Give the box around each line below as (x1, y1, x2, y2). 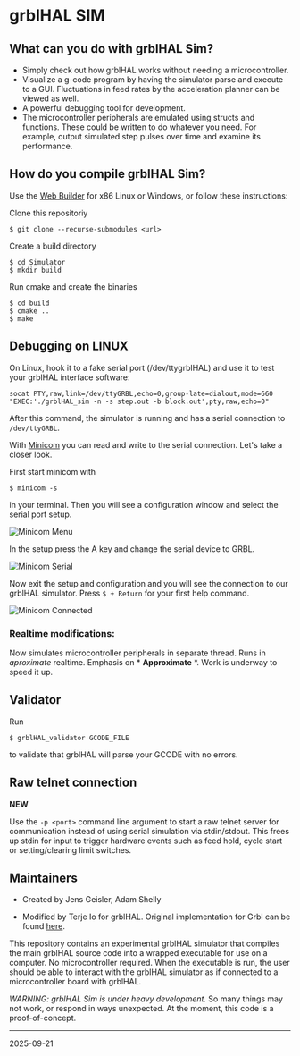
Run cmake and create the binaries (9, 281, 137, 291)
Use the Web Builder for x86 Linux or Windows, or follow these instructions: (9, 190, 288, 201)
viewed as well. (21, 93, 79, 104)
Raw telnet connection (9, 775, 137, 790)
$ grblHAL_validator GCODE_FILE (9, 733, 129, 742)
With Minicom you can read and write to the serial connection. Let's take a (9, 439, 283, 450)
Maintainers (9, 870, 79, 885)
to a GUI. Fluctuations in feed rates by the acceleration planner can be (21, 84, 280, 94)
